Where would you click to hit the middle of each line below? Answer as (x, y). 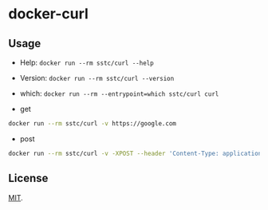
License (28, 178)
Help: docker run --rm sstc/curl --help (87, 62)
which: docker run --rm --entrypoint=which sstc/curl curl (119, 93)
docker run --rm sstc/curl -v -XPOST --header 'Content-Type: (114, 153)
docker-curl (49, 14)
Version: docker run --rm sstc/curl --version (97, 78)
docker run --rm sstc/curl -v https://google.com (93, 124)
